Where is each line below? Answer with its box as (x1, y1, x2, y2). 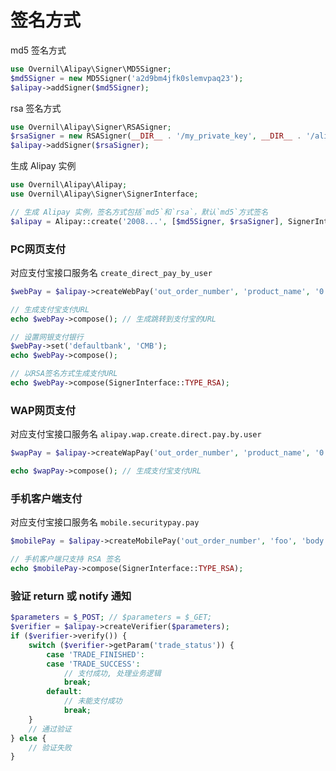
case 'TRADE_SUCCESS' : (46, 659, 141, 669)
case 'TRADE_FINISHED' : (46, 649, 145, 660)
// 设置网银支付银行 (10, 332, 84, 342)
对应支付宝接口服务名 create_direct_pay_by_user (10, 266, 213, 278)
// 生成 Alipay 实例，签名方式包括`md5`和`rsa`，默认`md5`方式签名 (10, 207, 269, 217)
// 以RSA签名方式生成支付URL (10, 369, 118, 379)
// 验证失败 (28, 742, 72, 753)
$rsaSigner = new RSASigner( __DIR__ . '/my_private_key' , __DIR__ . (10, 131, 302, 141)
